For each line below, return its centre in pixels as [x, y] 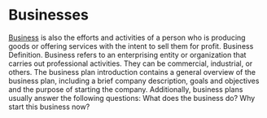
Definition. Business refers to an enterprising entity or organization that [127, 55]
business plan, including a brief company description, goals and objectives [134, 81]
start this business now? [49, 107]
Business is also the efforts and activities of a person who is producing [127, 37]
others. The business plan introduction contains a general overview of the [132, 72]
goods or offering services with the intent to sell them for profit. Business [131, 46]
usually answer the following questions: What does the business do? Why [132, 98]
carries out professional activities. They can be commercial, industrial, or [131, 63]
